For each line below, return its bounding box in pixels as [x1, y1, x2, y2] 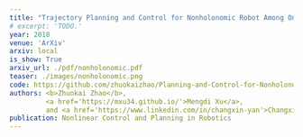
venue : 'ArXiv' [9, 38, 67, 48]
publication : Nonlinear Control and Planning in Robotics [9, 114, 232, 123]
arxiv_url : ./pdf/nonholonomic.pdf [9, 64, 143, 73]
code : [9, 80, 30, 89]
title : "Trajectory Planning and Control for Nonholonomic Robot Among [9, 13, 284, 23]
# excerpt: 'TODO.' [9, 22, 83, 31]
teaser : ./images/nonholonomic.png [9, 72, 143, 81]
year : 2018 [9, 30, 50, 39]
